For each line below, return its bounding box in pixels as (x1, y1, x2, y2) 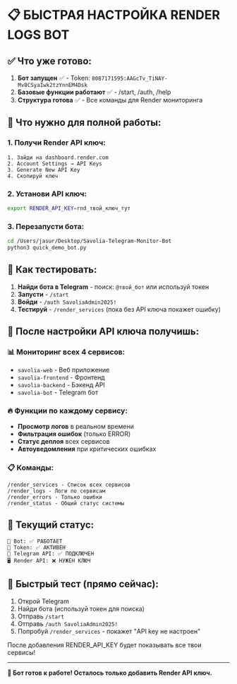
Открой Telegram (17, 596, 69, 606)
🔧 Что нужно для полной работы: (7, 117, 162, 129)
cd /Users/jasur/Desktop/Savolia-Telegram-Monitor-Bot (7, 237, 172, 245)
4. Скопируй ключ (7, 172, 59, 179)
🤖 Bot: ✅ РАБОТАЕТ (7, 538, 63, 545)
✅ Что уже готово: (7, 55, 92, 67)
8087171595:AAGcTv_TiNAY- (91, 75, 168, 82)
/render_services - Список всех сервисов (7, 481, 131, 488)
